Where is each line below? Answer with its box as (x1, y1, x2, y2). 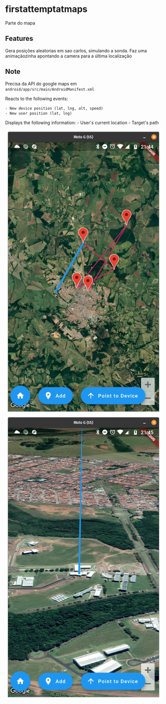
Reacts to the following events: (5, 96, 68, 102)
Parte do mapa (5, 20, 36, 26)
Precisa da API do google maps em (5, 81, 77, 87)
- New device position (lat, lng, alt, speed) (5, 106, 103, 111)
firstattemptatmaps (5, 3, 88, 15)
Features (5, 34, 33, 43)
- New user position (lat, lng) (5, 111, 72, 116)
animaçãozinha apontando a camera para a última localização (5, 53, 132, 59)
